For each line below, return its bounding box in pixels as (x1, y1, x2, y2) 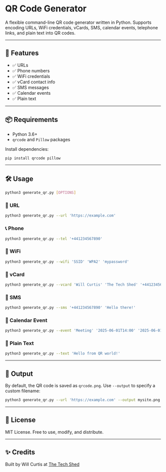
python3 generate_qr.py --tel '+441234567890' (5, 236, 103, 241)
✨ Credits (5, 448, 36, 457)
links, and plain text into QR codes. (5, 30, 76, 36)
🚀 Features (5, 49, 39, 58)
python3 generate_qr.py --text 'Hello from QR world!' (5, 351, 121, 356)
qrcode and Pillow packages (12, 136, 71, 142)
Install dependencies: (5, 146, 49, 152)
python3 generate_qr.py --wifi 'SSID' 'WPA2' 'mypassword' (5, 259, 129, 264)
